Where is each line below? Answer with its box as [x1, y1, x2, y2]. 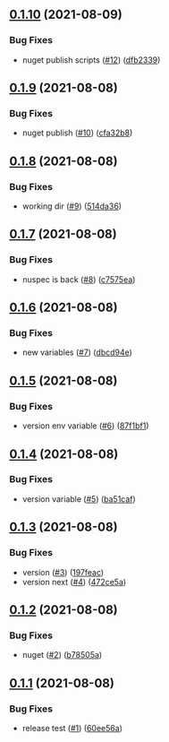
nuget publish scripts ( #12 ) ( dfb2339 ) [21, 54, 161, 65]
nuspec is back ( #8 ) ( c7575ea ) [21, 273, 136, 285]
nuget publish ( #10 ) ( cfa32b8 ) [21, 127, 133, 138]
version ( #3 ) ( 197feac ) [21, 566, 105, 577]
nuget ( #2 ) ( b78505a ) [21, 650, 103, 660]
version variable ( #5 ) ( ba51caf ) [21, 493, 136, 505]
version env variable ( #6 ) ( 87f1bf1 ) [21, 420, 149, 431]
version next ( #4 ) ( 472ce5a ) [21, 576, 127, 587]
